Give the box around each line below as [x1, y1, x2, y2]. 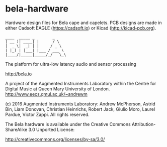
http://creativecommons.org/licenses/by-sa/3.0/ [5, 136, 105, 142]
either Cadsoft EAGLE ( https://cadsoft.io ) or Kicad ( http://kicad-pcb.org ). [5, 25, 156, 31]
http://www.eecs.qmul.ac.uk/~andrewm [5, 91, 88, 97]
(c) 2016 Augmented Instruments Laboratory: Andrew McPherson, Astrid [5, 101, 156, 107]
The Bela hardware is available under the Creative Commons [5, 121, 131, 127]
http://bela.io [5, 71, 32, 77]
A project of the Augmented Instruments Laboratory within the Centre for [5, 80, 156, 86]
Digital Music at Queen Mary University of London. [5, 86, 110, 92]
